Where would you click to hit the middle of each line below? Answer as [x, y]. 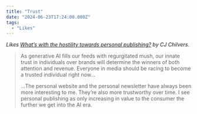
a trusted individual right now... [58, 75]
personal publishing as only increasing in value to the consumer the [102, 99]
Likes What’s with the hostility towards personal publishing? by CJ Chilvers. [98, 45]
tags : [13, 22]
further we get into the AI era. [56, 105]
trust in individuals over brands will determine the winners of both [100, 62]
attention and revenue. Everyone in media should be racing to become [106, 69]
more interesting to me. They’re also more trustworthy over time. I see [105, 92]
